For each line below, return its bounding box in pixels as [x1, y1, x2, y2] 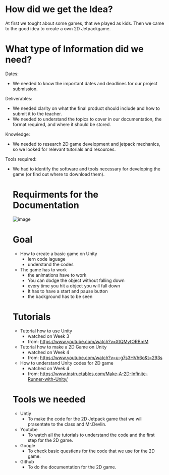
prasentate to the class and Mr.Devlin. [27, 421, 107, 427]
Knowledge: [5, 131, 30, 137]
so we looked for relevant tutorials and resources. [12, 146, 116, 152]
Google [20, 442, 35, 448]
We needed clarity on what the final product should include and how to [12, 105, 160, 111]
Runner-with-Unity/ [27, 376, 68, 382]
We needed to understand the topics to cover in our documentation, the [12, 116, 162, 122]
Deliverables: [5, 95, 33, 101]
